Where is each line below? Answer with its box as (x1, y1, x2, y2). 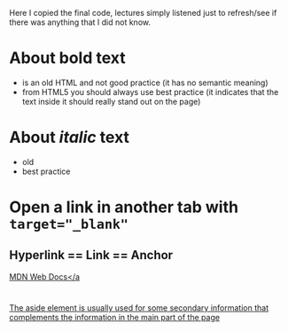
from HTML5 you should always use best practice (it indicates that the (21, 86, 279, 97)
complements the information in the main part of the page (9, 312, 220, 323)
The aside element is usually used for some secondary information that (9, 303, 269, 313)
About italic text (9, 128, 130, 147)
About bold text (9, 48, 126, 68)
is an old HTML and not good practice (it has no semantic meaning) (21, 77, 269, 88)
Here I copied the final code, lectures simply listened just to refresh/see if (9, 8, 277, 18)
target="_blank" (9, 217, 128, 233)
